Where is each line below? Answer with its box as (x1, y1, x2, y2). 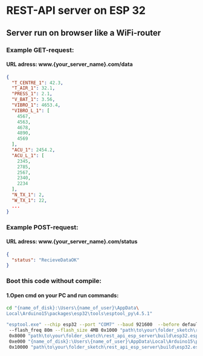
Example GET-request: (6, 46, 74, 54)
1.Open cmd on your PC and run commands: (6, 291, 119, 299)
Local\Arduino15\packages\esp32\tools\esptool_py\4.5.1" (6, 311, 153, 317)
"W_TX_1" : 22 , (11, 197, 47, 203)
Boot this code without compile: (6, 277, 101, 285)
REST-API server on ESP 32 (6, 4, 146, 17)
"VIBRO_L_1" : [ (11, 107, 50, 113)
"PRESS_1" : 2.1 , (11, 91, 53, 97)
